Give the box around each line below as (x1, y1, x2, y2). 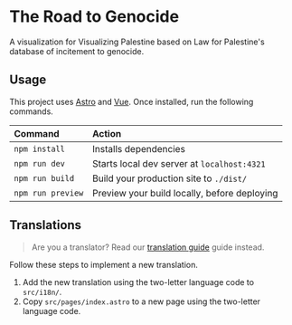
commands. (9, 106, 54, 117)
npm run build (14, 173, 75, 183)
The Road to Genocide (9, 6, 179, 27)
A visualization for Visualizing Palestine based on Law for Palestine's (9, 36, 265, 47)
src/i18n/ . (22, 286, 62, 297)
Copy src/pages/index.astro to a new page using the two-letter (22, 296, 260, 307)
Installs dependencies (91, 142, 185, 155)
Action (91, 127, 122, 139)
